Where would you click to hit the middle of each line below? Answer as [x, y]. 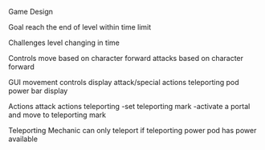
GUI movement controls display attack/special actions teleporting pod [124, 82]
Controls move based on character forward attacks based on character [126, 58]
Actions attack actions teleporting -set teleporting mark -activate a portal [129, 106]
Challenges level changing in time [64, 43]
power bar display [38, 91]
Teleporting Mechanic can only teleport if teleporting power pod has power [132, 130]
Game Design [31, 12]
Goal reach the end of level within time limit [80, 27]
